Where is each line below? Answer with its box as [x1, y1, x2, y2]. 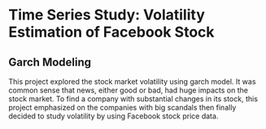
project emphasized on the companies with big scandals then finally [8, 103, 237, 112]
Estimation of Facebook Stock [8, 23, 215, 41]
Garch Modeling [8, 55, 92, 69]
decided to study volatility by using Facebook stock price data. [8, 111, 219, 121]
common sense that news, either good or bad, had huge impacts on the [8, 85, 248, 95]
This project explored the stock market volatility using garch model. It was [8, 77, 256, 86]
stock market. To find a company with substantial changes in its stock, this [8, 94, 259, 103]
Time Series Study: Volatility [8, 6, 206, 24]
